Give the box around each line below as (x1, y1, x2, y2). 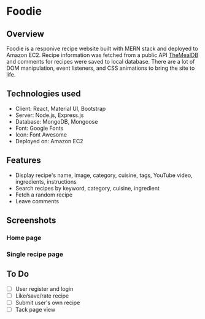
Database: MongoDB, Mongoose (15, 118, 98, 125)
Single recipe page (6, 250, 63, 258)
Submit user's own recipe (15, 299, 80, 306)
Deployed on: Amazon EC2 (15, 137, 84, 144)
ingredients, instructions (15, 178, 77, 185)
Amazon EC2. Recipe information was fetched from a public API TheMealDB (6, 51, 199, 59)
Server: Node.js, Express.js (15, 111, 84, 119)
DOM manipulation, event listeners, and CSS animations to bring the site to (6, 64, 195, 72)
